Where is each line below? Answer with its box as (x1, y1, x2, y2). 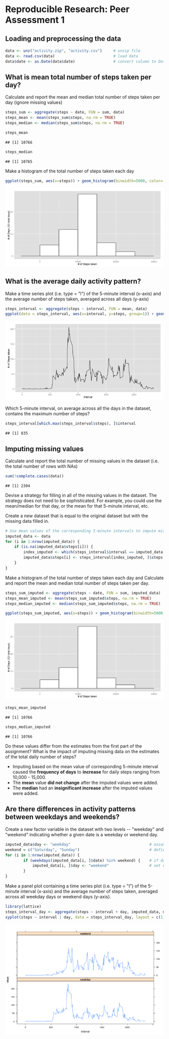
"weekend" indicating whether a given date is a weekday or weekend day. (5, 831, 158, 837)
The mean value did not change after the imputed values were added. (12, 780, 158, 786)
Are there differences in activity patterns (5, 805, 136, 814)
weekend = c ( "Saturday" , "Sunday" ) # (5, 847, 152, 852)
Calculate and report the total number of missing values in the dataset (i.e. (5, 458, 159, 464)
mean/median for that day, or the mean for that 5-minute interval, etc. (5, 503, 149, 509)
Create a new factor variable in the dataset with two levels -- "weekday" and (5, 826, 164, 832)
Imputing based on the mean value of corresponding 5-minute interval (12, 764, 158, 770)
